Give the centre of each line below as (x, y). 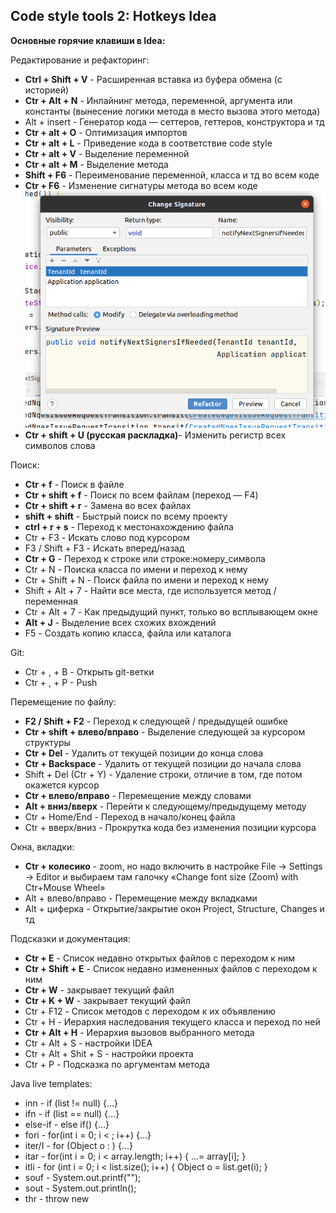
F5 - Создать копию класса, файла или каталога (128, 633)
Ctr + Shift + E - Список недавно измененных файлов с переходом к (171, 968)
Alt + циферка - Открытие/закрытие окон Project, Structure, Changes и (174, 908)
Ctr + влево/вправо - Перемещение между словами (138, 795)
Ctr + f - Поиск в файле (74, 484)
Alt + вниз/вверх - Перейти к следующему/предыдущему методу (165, 806)
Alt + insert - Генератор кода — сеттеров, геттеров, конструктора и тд (174, 121)
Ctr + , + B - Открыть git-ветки (89, 671)
